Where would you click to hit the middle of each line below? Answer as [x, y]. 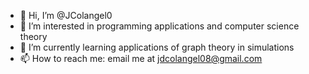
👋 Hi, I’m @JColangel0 [66, 15]
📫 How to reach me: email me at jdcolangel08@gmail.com [141, 58]
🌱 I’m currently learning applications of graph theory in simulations [157, 47]
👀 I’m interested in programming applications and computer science [159, 26]
